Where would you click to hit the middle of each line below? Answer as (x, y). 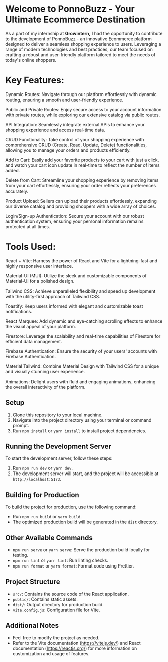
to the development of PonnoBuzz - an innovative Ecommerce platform (78, 39)
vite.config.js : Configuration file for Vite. (56, 610)
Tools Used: (31, 247)
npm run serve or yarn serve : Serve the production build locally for (81, 550)
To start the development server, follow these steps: (59, 458)
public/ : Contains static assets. (45, 599)
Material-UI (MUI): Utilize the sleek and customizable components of (76, 276)
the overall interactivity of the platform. (45, 387)
